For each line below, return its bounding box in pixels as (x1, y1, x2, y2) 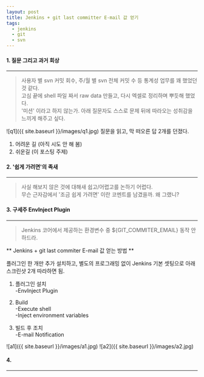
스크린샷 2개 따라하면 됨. (6, 267, 65, 275)
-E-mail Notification (15, 331, 65, 338)
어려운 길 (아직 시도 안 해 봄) (15, 141, 83, 148)
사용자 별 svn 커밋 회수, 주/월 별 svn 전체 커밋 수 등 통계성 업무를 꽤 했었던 (21, 77, 197, 84)
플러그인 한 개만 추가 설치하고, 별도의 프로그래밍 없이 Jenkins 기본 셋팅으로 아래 (6, 259, 195, 267)
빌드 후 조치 (15, 324, 44, 331)
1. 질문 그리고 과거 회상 (6, 56, 59, 64)
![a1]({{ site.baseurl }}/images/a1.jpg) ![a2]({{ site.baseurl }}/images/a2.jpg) (6, 342, 194, 350)
